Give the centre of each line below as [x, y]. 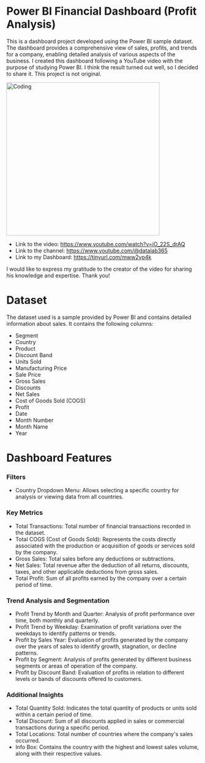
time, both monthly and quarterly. [57, 620]
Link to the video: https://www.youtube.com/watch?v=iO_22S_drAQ [100, 244]
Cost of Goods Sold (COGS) [50, 400]
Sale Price [28, 374]
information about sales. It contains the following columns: [80, 323]
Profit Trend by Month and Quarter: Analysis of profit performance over [105, 614]
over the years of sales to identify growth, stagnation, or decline [96, 646]
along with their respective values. [58, 754]
